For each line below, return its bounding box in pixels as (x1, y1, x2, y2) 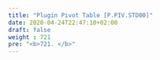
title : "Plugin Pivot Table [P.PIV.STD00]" (8, 11, 154, 19)
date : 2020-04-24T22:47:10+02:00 (8, 19, 118, 26)
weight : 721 (8, 33, 51, 41)
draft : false (8, 26, 51, 34)
